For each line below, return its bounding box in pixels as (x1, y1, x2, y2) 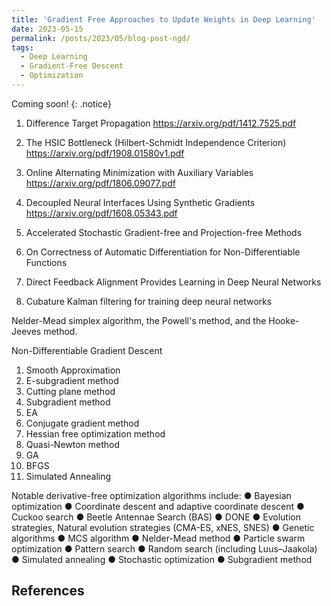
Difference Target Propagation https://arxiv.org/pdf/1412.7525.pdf (25, 117, 297, 129)
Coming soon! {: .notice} (11, 97, 113, 110)
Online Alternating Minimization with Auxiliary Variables (25, 166, 254, 178)
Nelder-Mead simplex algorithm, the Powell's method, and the (11, 314, 267, 326)
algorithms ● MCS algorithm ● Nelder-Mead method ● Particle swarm (11, 532, 306, 544)
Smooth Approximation (25, 364, 121, 376)
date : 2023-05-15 (11, 24, 84, 34)
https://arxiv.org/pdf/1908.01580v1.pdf (25, 147, 185, 159)
